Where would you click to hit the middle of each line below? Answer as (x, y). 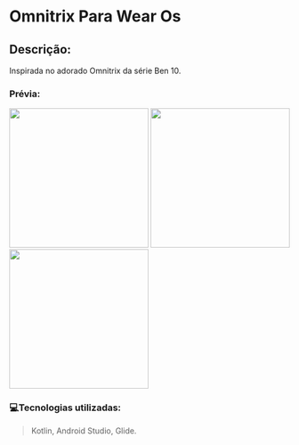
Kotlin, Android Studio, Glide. (84, 431)
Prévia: (25, 94)
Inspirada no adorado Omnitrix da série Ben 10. (95, 70)
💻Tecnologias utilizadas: (65, 408)
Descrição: (40, 49)
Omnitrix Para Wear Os (95, 16)
